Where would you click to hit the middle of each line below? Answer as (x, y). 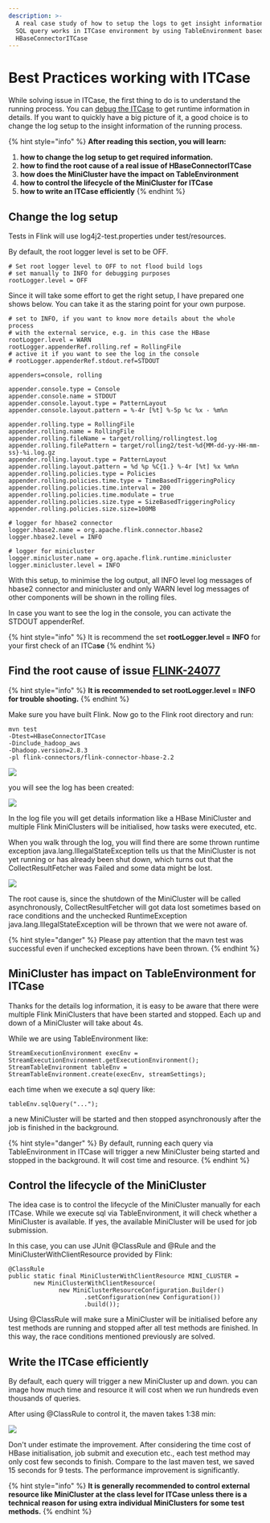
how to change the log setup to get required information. (116, 157)
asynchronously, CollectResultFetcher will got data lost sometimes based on (135, 907)
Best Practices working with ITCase (129, 78)
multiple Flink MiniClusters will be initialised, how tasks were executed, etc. (133, 827)
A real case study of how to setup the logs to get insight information (140, 23)
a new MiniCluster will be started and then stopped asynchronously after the (135, 1119)
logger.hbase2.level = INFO (55, 537)
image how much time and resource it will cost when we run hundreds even (133, 1390)
